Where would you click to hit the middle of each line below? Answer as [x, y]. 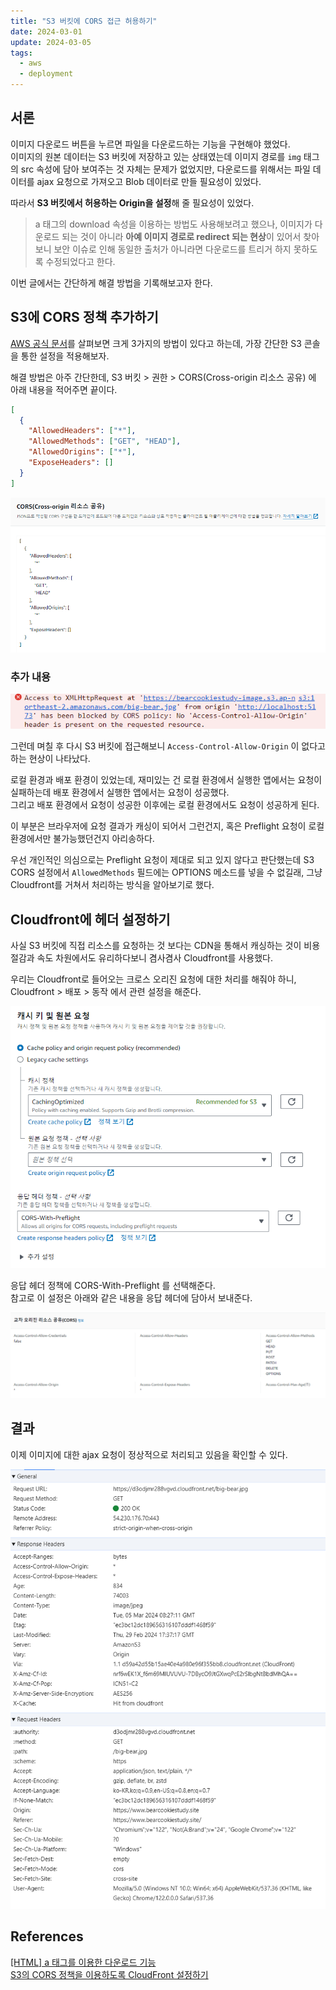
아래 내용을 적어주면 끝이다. [64, 389]
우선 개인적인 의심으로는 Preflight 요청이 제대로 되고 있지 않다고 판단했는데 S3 [162, 860]
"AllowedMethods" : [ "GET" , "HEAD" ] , [105, 441]
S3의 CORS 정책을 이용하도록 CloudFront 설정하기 [109, 1974]
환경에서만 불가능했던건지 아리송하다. [82, 839]
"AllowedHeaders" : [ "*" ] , [82, 431]
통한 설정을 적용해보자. [65, 356]
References [47, 1936]
